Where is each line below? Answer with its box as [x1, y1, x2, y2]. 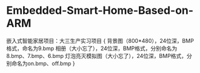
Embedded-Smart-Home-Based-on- [6, 4, 194, 17]
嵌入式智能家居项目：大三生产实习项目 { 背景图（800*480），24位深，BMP [6, 37, 194, 44]
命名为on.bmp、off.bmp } [11, 60, 75, 67]
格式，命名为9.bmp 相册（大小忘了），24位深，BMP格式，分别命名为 [6, 45, 178, 52]
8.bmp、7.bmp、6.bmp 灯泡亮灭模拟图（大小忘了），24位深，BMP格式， [6, 52, 187, 59]
